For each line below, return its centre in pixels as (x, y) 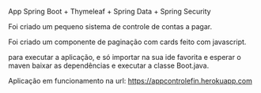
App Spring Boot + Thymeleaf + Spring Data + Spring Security (110, 11)
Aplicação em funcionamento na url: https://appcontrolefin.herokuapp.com (130, 81)
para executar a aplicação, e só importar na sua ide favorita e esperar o (125, 57)
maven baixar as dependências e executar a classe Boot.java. (109, 65)
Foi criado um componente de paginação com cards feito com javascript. (127, 42)
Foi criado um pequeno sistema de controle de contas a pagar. (110, 26)
